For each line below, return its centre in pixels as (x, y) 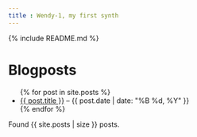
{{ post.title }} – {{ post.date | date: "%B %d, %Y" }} (104, 101)
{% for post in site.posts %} (65, 92)
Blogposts (42, 70)
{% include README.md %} (54, 38)
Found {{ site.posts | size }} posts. (64, 124)
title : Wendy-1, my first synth (64, 15)
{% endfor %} (42, 108)
